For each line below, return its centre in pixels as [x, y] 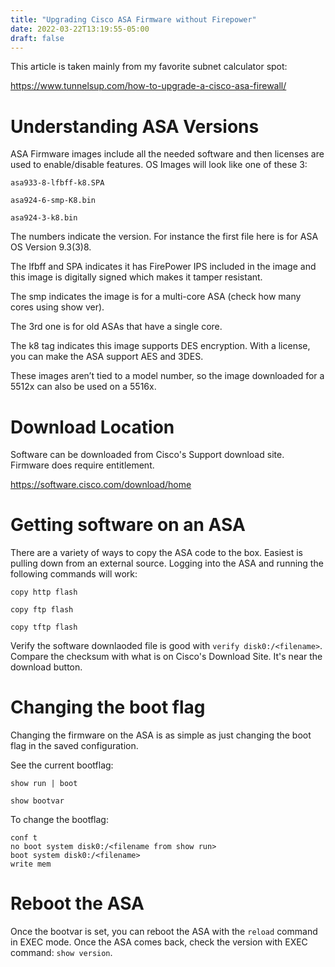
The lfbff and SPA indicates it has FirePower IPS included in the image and [163, 267]
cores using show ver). [57, 307]
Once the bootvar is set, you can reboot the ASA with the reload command [164, 932]
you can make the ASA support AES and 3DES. [107, 357]
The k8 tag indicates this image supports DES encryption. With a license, [160, 346]
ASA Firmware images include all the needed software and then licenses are [167, 154]
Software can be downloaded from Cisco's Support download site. [147, 455]
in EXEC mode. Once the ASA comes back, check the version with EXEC [159, 942]
